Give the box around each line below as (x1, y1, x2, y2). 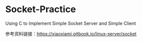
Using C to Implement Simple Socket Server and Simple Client (5, 20, 136, 26)
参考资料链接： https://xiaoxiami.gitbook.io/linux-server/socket (5, 30, 137, 36)
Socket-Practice (5, 4, 76, 15)
